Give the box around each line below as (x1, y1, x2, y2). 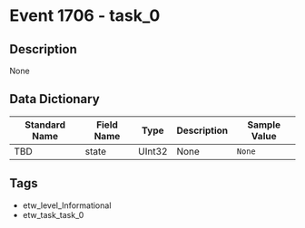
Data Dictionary (9, 91, 100, 107)
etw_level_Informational (22, 200, 112, 211)
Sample (247, 119, 281, 131)
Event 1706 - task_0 (9, 5, 161, 26)
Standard (24, 119, 66, 131)
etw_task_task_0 (22, 209, 84, 220)
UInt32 (137, 145, 168, 157)
